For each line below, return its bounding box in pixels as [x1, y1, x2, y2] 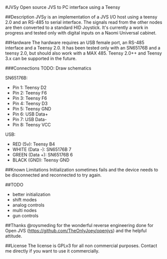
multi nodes [12, 207, 37, 213]
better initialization [12, 191, 51, 197]
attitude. [5, 233, 22, 239]
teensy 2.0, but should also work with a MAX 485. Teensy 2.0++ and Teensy [5, 50, 162, 56]
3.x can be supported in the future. [5, 55, 77, 61]
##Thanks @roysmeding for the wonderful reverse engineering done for [5, 222, 154, 228]
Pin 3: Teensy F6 [12, 95, 47, 101]
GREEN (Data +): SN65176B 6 [12, 152, 73, 157]
